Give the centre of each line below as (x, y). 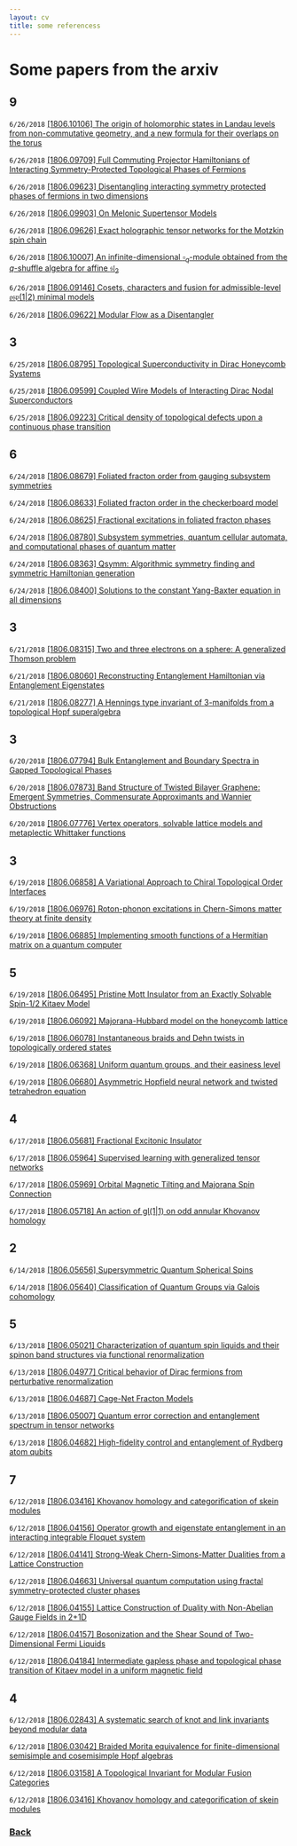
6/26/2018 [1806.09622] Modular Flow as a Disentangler (112, 315)
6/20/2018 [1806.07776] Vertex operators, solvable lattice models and (136, 824)
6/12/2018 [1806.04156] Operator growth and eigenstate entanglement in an (148, 1528)
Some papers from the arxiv (114, 70)
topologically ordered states (60, 1047)
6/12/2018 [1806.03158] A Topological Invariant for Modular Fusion (130, 1773)
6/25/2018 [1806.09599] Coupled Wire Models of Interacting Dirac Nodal (141, 390)
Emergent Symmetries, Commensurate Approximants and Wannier (130, 797)
